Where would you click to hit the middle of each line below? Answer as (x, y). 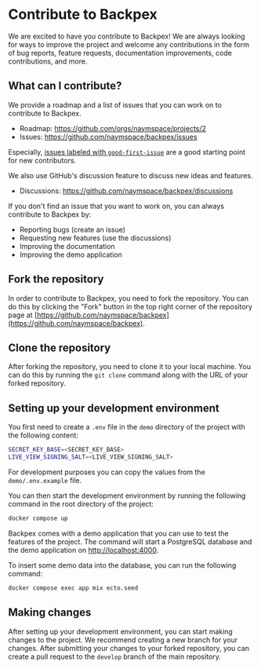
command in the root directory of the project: (81, 503)
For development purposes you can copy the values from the (107, 472)
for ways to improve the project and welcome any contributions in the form (129, 44)
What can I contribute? (65, 86)
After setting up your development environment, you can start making (120, 631)
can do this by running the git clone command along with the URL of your (128, 375)
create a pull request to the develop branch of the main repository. (114, 656)
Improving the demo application (71, 254)
